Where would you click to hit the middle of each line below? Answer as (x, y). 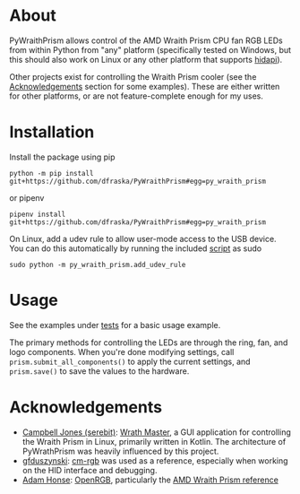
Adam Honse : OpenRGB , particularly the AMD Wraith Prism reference (150, 480)
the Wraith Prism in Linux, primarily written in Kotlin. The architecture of (154, 441)
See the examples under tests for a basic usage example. (115, 325)
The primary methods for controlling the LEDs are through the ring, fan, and (149, 342)
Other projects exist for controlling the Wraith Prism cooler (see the (133, 76)
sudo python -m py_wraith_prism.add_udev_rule (98, 264)
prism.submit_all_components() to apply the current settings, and (130, 361)
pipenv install (38, 214)
